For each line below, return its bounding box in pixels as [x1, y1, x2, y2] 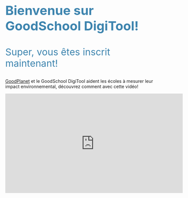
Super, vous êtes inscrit [5, 46, 110, 58]
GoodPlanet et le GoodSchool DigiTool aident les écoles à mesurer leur [5, 78, 154, 84]
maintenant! [5, 58, 58, 69]
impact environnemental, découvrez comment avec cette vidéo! [5, 83, 138, 89]
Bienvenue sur [5, 3, 94, 18]
